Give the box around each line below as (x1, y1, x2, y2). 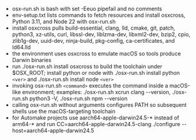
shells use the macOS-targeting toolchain (11, 108, 116, 115)
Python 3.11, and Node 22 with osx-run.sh (11, 18, 116, 25)
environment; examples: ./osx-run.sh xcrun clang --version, (22, 89, 171, 95)
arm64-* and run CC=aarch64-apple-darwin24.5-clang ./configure (11, 121, 180, 127)
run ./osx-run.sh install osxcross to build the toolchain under (11, 63, 162, 70)
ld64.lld (11, 43, 31, 51)
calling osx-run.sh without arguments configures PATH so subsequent (11, 101, 187, 108)
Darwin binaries (11, 57, 51, 63)
